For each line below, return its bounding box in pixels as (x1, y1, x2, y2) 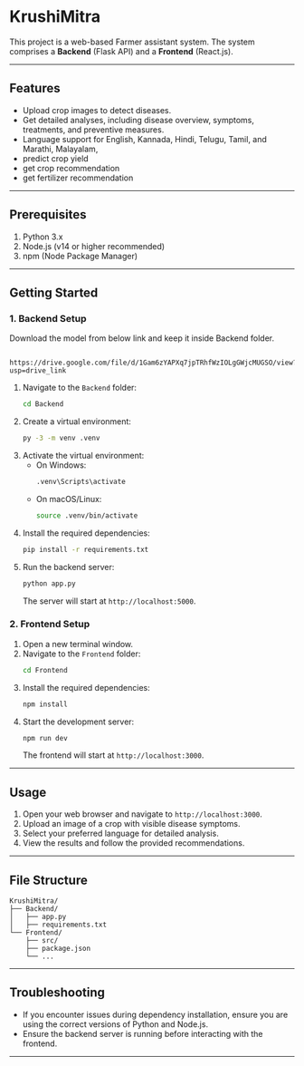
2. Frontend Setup (9, 618, 90, 631)
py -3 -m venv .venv (22, 433, 100, 443)
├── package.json (25, 945, 91, 954)
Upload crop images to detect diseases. (22, 104, 172, 115)
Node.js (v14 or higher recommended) (22, 240, 166, 251)
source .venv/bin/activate (35, 510, 138, 520)
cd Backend (22, 400, 64, 409)
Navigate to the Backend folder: (22, 383, 138, 393)
